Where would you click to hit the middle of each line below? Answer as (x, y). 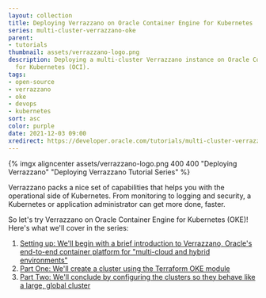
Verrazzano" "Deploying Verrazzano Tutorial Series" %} (99, 172)
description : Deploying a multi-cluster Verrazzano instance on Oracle (129, 60)
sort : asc (25, 119)
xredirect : (26, 141)
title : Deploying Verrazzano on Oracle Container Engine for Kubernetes (131, 23)
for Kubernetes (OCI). (53, 67)
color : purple (32, 126)
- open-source (32, 82)
